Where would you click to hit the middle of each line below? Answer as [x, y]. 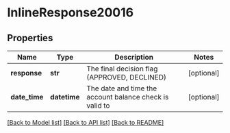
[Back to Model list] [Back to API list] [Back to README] [86, 122]
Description [134, 57]
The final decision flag [122, 69]
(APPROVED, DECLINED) [126, 77]
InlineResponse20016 [71, 13]
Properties [30, 38]
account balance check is [128, 97]
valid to [98, 106]
